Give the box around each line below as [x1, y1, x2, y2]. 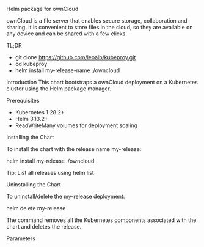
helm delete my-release [6, 205, 66, 212]
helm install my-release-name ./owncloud [15, 67, 120, 74]
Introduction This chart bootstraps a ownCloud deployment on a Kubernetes [6, 79, 199, 86]
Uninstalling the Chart [6, 181, 61, 188]
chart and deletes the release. [6, 223, 82, 230]
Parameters [6, 235, 35, 242]
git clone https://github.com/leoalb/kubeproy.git [15, 54, 136, 61]
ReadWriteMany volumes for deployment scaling [15, 122, 138, 129]
